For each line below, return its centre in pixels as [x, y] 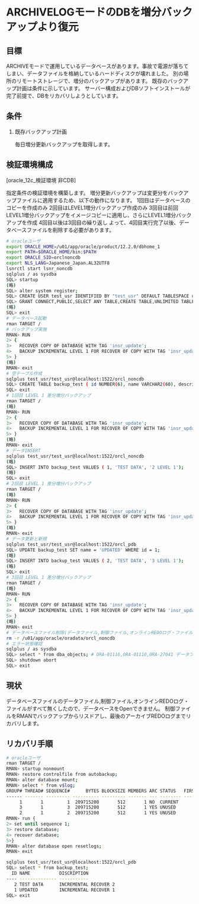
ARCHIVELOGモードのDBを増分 [84, 12]
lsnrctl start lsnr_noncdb [39, 269]
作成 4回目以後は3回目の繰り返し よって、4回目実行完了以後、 [103, 222]
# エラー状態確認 [24, 644]
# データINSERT [23, 451]
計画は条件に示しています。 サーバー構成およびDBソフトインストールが [103, 88]
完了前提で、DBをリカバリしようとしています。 [64, 96]
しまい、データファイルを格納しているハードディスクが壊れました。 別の [95, 74]
